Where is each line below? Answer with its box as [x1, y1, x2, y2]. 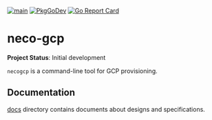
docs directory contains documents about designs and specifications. [7, 105, 205, 113]
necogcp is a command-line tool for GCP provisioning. [7, 66, 158, 75]
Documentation [7, 87, 76, 99]
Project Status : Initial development [7, 53, 106, 61]
